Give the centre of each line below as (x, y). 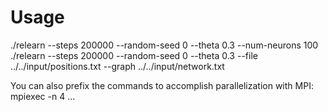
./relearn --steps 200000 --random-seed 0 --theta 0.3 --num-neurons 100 (164, 45)
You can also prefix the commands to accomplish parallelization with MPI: (162, 85)
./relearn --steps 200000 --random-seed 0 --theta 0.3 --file (134, 55)
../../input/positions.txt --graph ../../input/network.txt (117, 66)
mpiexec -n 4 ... (43, 96)
